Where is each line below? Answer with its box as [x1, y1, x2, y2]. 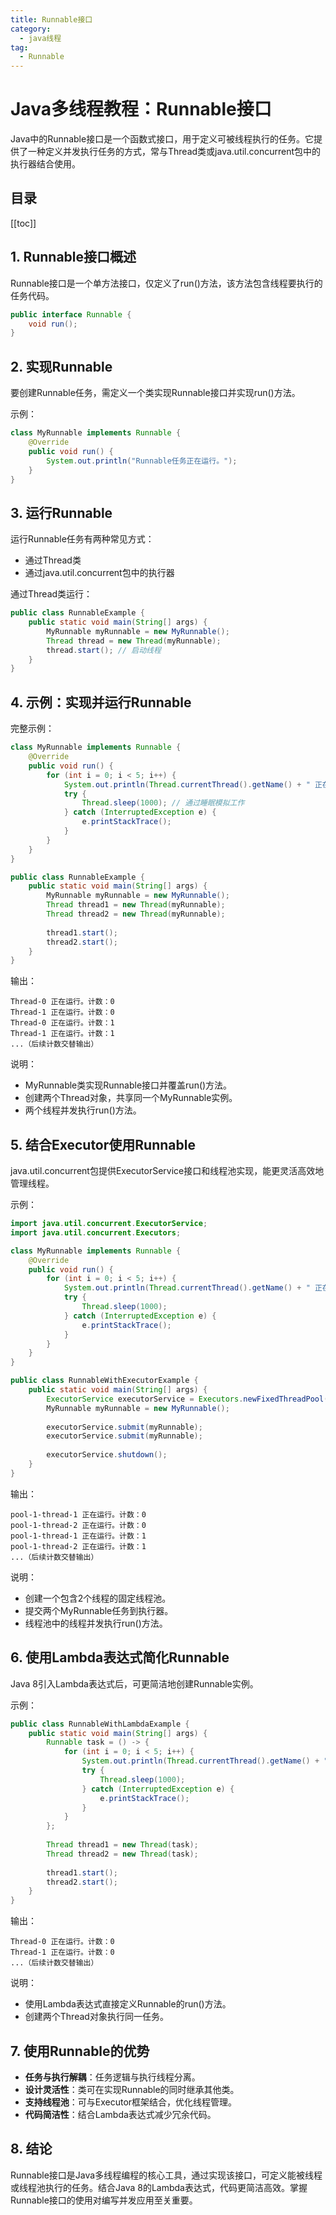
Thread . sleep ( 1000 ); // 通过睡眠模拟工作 [81, 798, 245, 808]
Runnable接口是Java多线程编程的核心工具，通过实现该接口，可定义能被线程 [10, 2169, 323, 2181]
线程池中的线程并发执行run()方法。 [24, 1617, 168, 1629]
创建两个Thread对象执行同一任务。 [24, 2011, 169, 2023]
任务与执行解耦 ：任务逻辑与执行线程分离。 [24, 2071, 201, 2083]
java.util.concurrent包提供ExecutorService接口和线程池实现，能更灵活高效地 [10, 1165, 325, 1177]
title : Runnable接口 [10, 14, 93, 25]
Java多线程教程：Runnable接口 [10, 98, 272, 121]
